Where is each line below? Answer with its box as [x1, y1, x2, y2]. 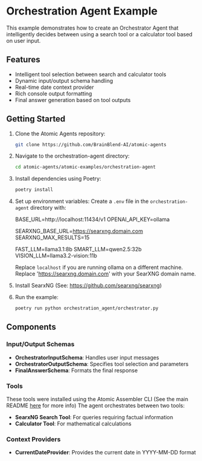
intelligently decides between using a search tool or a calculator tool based [6, 30, 193, 37]
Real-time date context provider [14, 83, 95, 91]
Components [6, 322, 56, 332]
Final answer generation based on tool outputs [14, 96, 131, 103]
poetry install [14, 187, 54, 193]
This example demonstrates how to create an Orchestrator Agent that [6, 24, 179, 31]
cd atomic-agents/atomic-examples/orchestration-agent [14, 164, 156, 170]
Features [6, 54, 40, 65]
